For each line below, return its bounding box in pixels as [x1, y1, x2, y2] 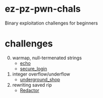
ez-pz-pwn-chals [5, 3, 81, 15]
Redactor [19, 87, 39, 93]
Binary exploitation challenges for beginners [5, 20, 98, 26]
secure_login [19, 65, 47, 71]
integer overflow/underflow [12, 71, 70, 77]
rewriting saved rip [12, 82, 52, 88]
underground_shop [19, 76, 60, 82]
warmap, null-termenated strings [12, 55, 82, 61]
